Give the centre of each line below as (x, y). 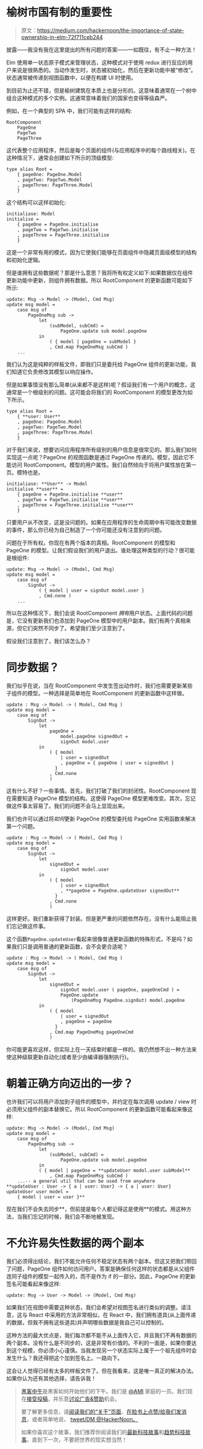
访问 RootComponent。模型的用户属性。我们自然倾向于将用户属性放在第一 (104, 465)
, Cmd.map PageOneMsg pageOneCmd (92, 1032)
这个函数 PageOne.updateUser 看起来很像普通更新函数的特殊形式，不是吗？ (97, 939)
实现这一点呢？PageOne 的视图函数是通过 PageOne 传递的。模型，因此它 (98, 457)
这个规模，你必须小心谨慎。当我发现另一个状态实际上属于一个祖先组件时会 (104, 1350)
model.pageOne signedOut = (94, 736)
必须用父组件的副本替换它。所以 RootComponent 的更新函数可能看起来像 (97, 1109)
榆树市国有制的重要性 (60, 12)
